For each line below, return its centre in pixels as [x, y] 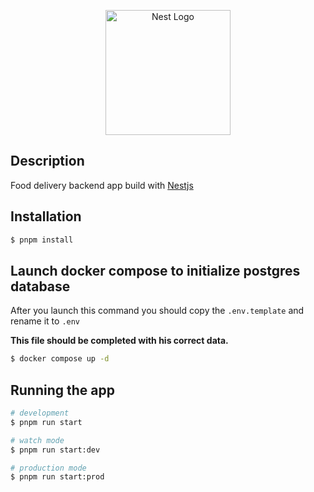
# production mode [48, 468]
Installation [46, 216]
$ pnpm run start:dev [55, 450]
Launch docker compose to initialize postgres [155, 270]
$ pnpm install [42, 240]
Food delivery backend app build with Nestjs [102, 185]
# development [40, 413]
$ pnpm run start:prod [57, 477]
